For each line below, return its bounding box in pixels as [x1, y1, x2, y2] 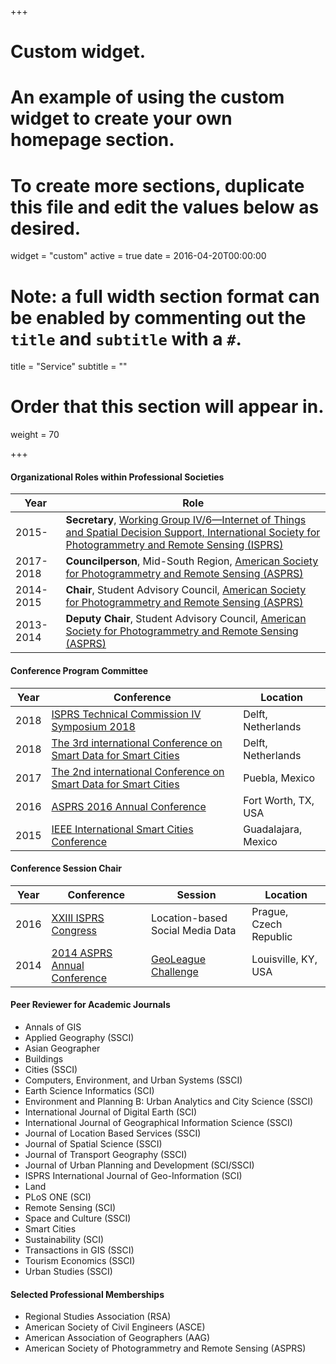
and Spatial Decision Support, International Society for [65, 526, 321, 540]
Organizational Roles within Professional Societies [10, 471, 225, 483]
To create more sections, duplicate [10, 174, 305, 197]
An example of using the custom [10, 86, 285, 109]
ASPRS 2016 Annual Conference [51, 799, 207, 813]
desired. [10, 217, 81, 240]
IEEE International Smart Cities [51, 822, 194, 836]
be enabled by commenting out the [10, 306, 307, 329]
